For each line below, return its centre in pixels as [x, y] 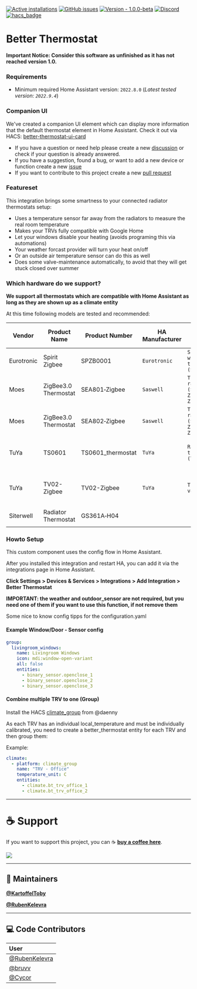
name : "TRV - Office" [43, 769]
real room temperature [42, 224]
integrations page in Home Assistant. [51, 570]
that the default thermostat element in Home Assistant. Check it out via [92, 130]
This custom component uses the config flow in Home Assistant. [84, 552]
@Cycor [20, 978]
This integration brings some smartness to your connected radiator [87, 200]
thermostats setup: [29, 207]
